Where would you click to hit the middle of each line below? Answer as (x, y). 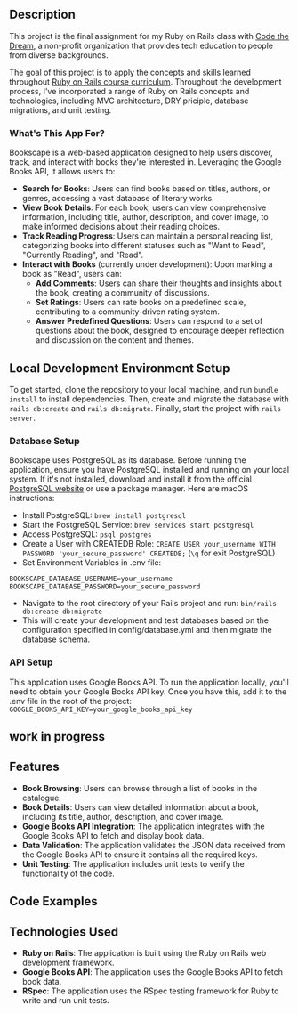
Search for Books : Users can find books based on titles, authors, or (146, 189)
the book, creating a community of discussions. (123, 293)
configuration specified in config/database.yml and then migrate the (147, 630)
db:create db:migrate (62, 612)
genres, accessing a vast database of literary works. (118, 199)
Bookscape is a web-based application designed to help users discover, (141, 153)
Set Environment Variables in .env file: (92, 563)
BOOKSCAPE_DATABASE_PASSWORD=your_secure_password (105, 587)
